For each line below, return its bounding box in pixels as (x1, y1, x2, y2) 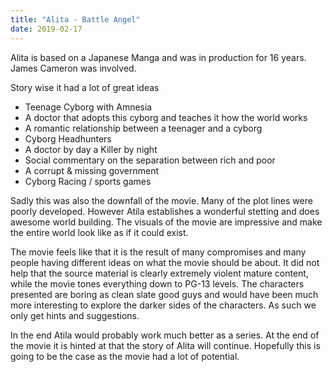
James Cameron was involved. (10, 62, 137, 74)
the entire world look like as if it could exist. (10, 226, 189, 238)
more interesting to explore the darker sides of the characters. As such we (10, 299, 317, 311)
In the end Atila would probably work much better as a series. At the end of (10, 329, 320, 341)
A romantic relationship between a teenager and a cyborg (24, 122, 263, 134)
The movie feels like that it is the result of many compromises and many (10, 246, 307, 258)
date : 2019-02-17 (10, 24, 83, 34)
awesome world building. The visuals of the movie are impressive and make (10, 216, 323, 228)
